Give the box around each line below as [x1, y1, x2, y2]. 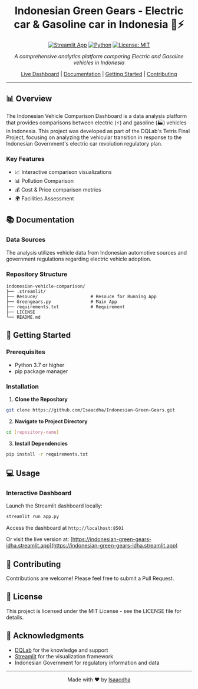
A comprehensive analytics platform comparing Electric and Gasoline [14, 52, 184, 60]
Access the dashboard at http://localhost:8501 [6, 525, 124, 532]
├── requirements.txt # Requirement [6, 304, 126, 310]
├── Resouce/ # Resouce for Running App [6, 294, 157, 300]
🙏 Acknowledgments [6, 631, 84, 641]
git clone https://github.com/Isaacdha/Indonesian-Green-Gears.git [6, 407, 176, 413]
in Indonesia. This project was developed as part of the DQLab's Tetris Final [6, 127, 190, 134]
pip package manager [14, 367, 68, 375]
